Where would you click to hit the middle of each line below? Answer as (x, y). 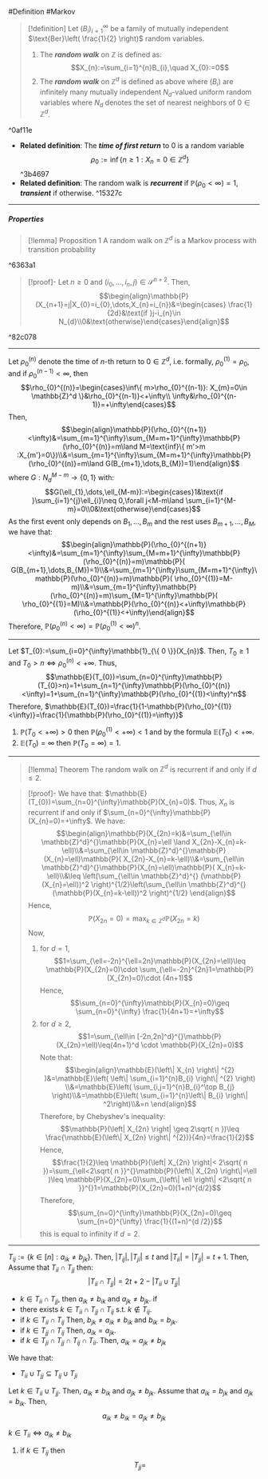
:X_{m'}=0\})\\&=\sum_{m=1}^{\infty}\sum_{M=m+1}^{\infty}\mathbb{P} (134, 455)
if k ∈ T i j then (42, 1451)
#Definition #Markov (42, 12)
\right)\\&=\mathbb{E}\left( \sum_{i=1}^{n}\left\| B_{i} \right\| (150, 1095)
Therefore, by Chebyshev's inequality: (102, 1116)
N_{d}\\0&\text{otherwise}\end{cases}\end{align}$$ (144, 322)
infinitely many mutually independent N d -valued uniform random (146, 93)
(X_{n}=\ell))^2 (65, 885)
